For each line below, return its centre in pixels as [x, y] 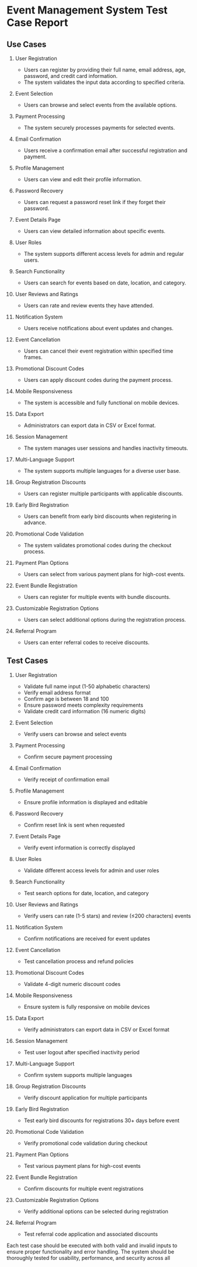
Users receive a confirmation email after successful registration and [106, 150]
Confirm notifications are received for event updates [87, 939]
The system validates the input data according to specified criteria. [104, 82]
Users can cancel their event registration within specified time [98, 351]
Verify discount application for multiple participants [86, 1097]
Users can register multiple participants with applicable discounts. [103, 494]
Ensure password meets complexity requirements [84, 705]
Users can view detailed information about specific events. [95, 231]
